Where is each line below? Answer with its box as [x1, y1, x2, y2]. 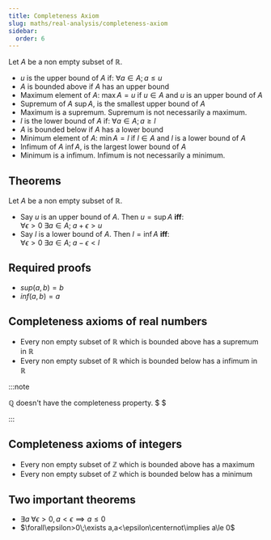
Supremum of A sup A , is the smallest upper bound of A [19, 99, 205, 109]
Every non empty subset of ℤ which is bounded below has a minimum [19, 469, 253, 479]
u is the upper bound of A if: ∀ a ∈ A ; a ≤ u [19, 74, 163, 83]
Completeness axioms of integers [8, 437, 182, 451]
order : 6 [15, 34, 45, 43]
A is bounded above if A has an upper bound [19, 82, 170, 91]
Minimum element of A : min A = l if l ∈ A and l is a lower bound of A [19, 133, 247, 143]
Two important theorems [8, 492, 136, 506]
